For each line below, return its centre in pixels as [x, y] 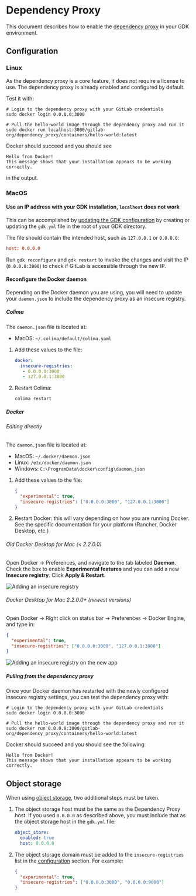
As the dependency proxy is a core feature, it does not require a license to [95, 80]
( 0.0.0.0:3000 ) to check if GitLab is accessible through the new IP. [86, 266]
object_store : [32, 833]
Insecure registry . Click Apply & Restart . [56, 575]
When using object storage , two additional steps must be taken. [83, 798]
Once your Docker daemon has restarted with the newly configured [87, 691]
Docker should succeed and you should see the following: [76, 744]
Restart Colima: [33, 388]
